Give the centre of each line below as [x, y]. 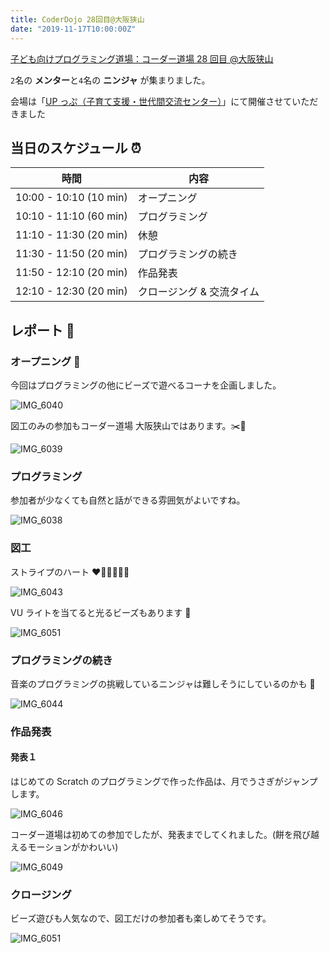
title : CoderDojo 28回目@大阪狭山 [77, 19]
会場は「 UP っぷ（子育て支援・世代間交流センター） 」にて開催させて [151, 101]
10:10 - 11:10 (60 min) [71, 216]
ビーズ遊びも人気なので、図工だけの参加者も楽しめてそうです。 [141, 918]
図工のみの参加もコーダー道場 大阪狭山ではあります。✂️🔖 [128, 425]
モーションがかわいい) [73, 847]
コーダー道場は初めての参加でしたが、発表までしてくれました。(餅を [151, 835]
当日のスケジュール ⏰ [76, 147]
